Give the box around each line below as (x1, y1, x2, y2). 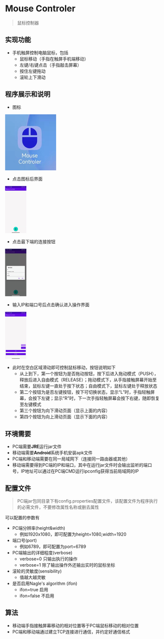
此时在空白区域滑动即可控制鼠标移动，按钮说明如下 (12, 365, 116, 371)
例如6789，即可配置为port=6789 (19, 543, 86, 549)
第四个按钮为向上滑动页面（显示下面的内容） (19, 414, 110, 420)
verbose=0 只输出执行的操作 (19, 556, 78, 562)
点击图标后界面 (12, 176, 43, 182)
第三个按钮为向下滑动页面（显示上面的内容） (19, 408, 110, 414)
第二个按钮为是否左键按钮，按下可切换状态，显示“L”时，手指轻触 (19, 389, 151, 395)
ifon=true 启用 (19, 586, 48, 592)
